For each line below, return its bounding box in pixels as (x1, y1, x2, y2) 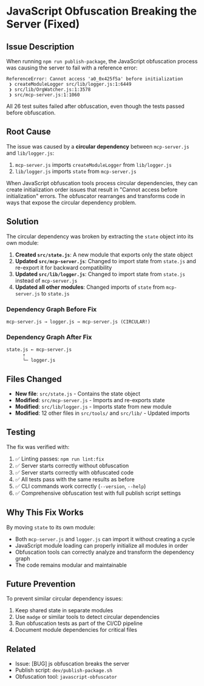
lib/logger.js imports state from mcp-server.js (15, 168, 137, 175)
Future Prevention (6, 579, 76, 589)
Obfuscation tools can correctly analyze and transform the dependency (15, 548, 194, 556)
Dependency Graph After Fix (6, 333, 92, 341)
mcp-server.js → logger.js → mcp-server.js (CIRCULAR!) (6, 319, 151, 325)
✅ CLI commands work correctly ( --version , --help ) (15, 483, 146, 490)
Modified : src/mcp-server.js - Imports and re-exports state (15, 397, 165, 404)
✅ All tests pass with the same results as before (15, 475, 135, 483)
